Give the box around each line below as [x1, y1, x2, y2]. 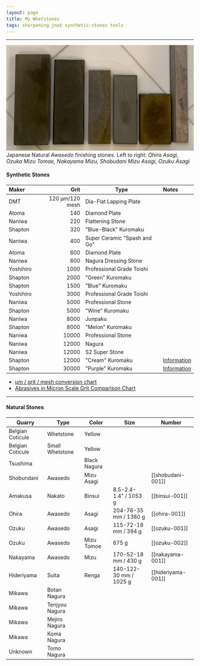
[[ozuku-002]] [151, 540, 189, 547]
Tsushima [8, 460, 33, 467]
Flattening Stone [85, 218, 126, 225]
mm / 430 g [112, 557, 142, 564]
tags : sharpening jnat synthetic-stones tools [6, 22, 124, 28]
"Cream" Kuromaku [85, 357, 133, 364]
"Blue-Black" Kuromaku [85, 226, 145, 233]
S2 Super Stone [85, 348, 124, 355]
